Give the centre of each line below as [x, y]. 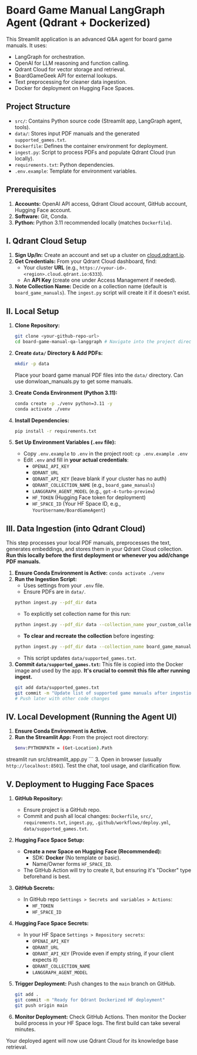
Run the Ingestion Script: [46, 579]
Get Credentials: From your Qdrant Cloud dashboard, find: [86, 261]
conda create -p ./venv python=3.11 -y [64, 403]
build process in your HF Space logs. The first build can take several [97, 1023]
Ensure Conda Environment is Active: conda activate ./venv [89, 573]
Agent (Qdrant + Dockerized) [79, 23]
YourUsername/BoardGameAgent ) [69, 510]
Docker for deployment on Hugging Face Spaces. [74, 88]
